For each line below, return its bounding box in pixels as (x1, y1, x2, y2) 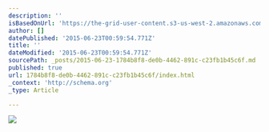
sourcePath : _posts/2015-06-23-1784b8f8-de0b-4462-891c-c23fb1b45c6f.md (8, 57, 256, 65)
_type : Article (8, 86, 59, 94)
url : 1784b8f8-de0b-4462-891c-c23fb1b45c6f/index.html (8, 71, 195, 79)
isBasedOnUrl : (8, 19, 56, 27)
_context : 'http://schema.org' (8, 78, 113, 86)
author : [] (8, 26, 45, 34)
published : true (8, 64, 62, 72)
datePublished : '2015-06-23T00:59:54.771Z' (8, 34, 156, 42)
